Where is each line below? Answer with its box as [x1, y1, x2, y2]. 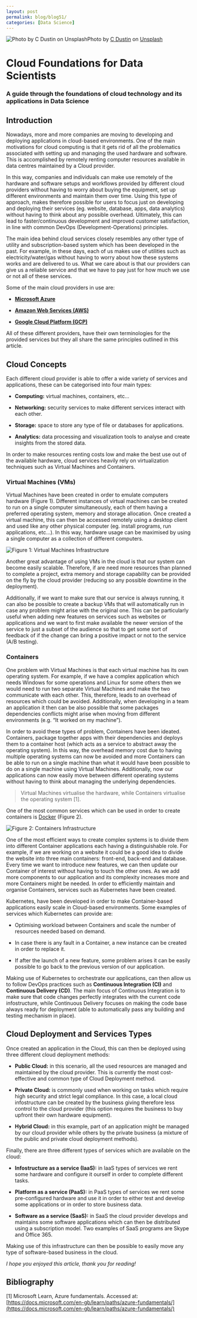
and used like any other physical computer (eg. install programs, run [6, 522, 172, 530]
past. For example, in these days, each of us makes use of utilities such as [6, 248, 186, 255]
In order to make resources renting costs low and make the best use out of [6, 451, 187, 458]
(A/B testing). [6, 638, 39, 645]
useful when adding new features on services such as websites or [6, 613, 166, 620]
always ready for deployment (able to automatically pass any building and [6, 1005, 185, 1013]
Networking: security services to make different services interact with [14, 404, 185, 411]
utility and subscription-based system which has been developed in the [6, 241, 179, 249]
